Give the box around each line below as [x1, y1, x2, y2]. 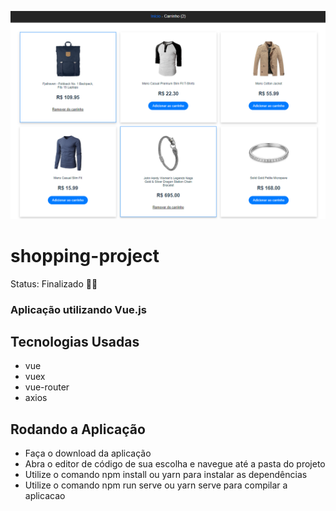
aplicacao [24, 490, 66, 502]
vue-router [24, 381, 70, 393]
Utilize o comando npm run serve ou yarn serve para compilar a [24, 479, 288, 491]
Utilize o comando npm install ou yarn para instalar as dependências [24, 469, 308, 481]
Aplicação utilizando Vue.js [10, 302, 147, 316]
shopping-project [10, 244, 160, 267]
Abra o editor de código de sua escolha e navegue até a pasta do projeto [24, 458, 326, 470]
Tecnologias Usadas [10, 333, 140, 350]
